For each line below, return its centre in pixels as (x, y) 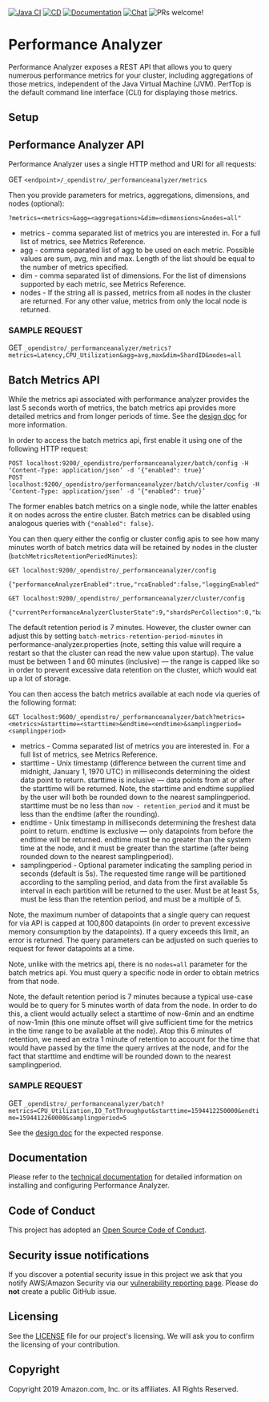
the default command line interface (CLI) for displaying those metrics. (123, 92)
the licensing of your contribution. (64, 1344)
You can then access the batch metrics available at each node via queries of (134, 694)
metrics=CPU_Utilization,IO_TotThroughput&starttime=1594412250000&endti (134, 1111)
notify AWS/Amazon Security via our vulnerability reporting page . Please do (133, 1283)
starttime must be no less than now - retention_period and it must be (135, 805)
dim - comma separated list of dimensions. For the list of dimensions (133, 275)
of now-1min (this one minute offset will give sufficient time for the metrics (131, 1022)
